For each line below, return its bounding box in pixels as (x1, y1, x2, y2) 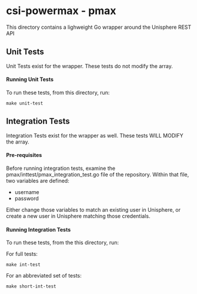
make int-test (6, 262, 41, 268)
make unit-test (6, 100, 44, 106)
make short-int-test (6, 283, 57, 289)
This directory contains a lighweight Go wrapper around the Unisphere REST (6, 24, 192, 31)
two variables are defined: (6, 177, 69, 184)
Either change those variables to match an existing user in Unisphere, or (6, 206, 181, 213)
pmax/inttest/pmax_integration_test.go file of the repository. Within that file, (6, 171, 189, 178)
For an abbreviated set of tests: (6, 272, 82, 279)
